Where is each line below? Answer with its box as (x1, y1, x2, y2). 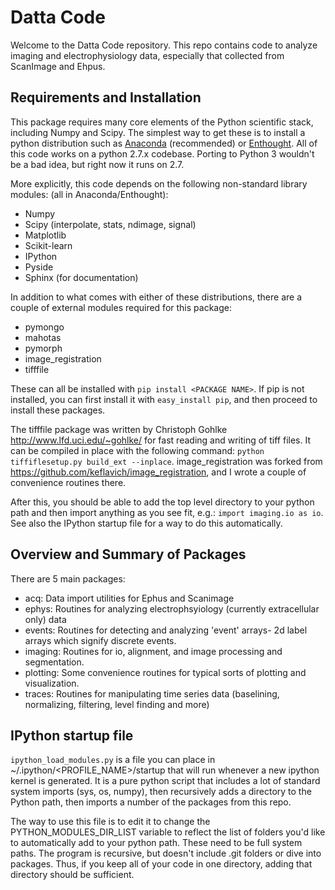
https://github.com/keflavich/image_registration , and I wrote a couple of (10, 466, 307, 478)
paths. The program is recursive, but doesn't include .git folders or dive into (10, 847, 322, 860)
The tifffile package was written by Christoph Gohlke (10, 423, 228, 435)
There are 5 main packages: (10, 572, 126, 585)
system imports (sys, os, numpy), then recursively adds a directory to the (10, 786, 312, 798)
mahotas (24, 331, 62, 343)
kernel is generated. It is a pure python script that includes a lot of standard (10, 775, 321, 787)
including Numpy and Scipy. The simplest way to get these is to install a (10, 126, 306, 138)
